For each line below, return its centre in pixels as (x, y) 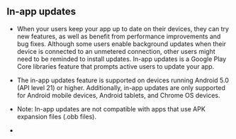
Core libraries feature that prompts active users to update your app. (116, 66)
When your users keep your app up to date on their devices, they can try (123, 28)
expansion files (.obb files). (57, 116)
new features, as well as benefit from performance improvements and (119, 36)
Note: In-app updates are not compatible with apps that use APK (111, 109)
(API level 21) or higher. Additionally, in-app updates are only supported (121, 87)
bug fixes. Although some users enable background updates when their (122, 44)
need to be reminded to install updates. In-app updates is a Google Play (122, 59)
